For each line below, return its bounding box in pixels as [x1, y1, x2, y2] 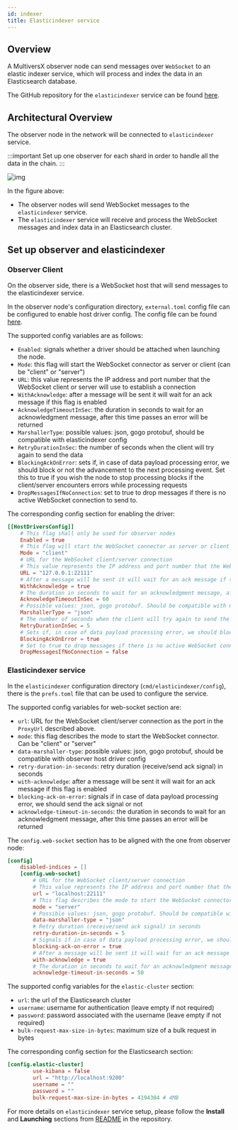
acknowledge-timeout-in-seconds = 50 [33, 970, 144, 977]
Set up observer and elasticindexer [7, 243, 166, 256]
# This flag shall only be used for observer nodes [20, 530, 176, 537]
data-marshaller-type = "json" [33, 916, 125, 923]
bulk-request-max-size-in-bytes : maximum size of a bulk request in [17, 1026, 217, 1035]
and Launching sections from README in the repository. [7, 1114, 173, 1123]
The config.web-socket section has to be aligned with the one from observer [7, 835, 231, 845]
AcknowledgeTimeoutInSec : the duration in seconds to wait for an [17, 405, 204, 414]
